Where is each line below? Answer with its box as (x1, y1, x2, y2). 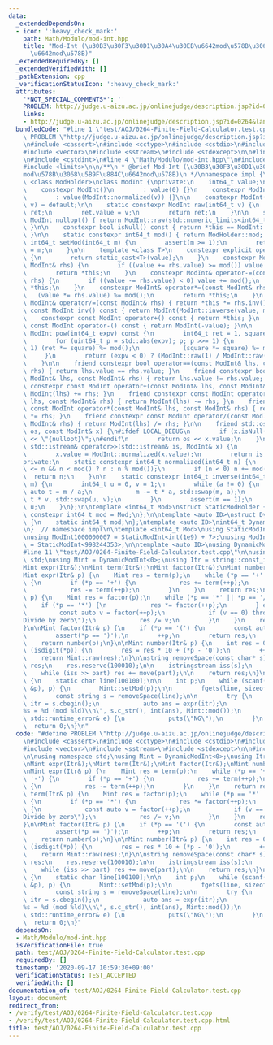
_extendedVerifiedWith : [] (15, 65, 107, 73)
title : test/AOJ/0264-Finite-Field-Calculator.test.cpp (8, 1025, 201, 1033)
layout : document (8, 994, 67, 1002)
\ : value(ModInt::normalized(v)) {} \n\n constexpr (23, 193, 238, 202)
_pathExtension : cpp (15, 72, 85, 80)
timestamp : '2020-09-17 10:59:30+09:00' (15, 964, 154, 972)
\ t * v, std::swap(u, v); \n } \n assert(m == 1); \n (23, 495, 253, 504)
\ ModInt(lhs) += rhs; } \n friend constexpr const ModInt (23, 389, 234, 398)
